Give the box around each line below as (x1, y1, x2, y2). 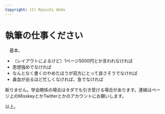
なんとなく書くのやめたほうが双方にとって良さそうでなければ (12, 70, 138, 76)
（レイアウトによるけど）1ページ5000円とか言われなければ (12, 58, 133, 64)
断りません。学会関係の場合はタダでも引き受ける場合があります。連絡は (5, 87, 152, 93)
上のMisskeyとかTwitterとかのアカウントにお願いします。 (9, 93, 127, 99)
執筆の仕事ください (5, 30, 83, 41)
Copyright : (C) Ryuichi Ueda (5, 7, 65, 12)
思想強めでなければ (12, 64, 52, 70)
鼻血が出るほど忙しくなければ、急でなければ (12, 76, 104, 82)
